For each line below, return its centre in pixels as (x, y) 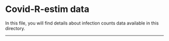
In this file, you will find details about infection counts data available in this (82, 23)
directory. (15, 28)
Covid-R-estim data (47, 9)
